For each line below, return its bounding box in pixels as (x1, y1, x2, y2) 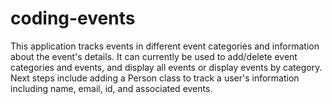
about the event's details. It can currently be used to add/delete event (10, 50, 298, 62)
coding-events (10, 7, 136, 30)
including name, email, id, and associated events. (10, 82, 213, 94)
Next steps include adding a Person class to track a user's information (10, 72, 300, 84)
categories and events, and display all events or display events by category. (10, 61, 323, 73)
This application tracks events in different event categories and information (10, 40, 320, 52)
